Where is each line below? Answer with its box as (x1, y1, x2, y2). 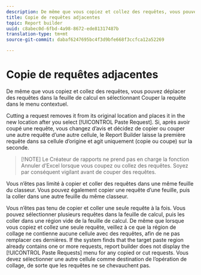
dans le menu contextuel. (6, 100, 69, 107)
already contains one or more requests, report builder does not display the (6, 243, 190, 250)
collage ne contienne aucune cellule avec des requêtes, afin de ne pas (6, 229, 181, 237)
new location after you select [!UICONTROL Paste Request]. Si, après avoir (6, 118, 190, 125)
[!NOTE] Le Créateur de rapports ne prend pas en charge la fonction (20, 156, 190, 163)
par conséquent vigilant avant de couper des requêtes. (20, 168, 157, 175)
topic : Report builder (6, 20, 63, 26)
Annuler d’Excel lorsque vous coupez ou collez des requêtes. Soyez (20, 162, 188, 169)
